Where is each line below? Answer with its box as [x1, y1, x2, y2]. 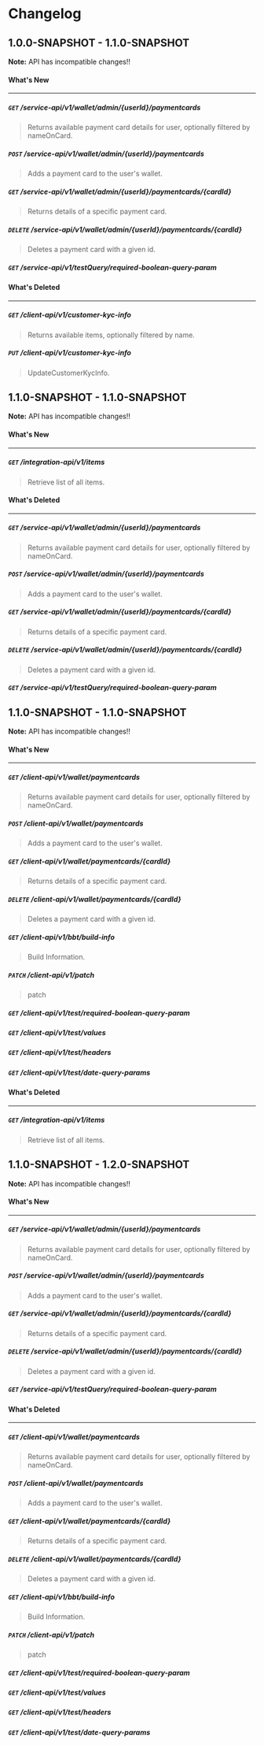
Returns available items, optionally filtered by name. [27, 330, 195, 340]
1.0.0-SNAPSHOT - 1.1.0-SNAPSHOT [8, 36, 190, 50]
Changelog [8, 5, 82, 23]
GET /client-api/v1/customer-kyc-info [8, 310, 132, 320]
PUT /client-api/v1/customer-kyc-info [8, 348, 132, 358]
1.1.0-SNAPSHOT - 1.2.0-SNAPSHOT [8, 1158, 190, 1171]
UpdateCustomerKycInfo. [27, 368, 110, 377]
